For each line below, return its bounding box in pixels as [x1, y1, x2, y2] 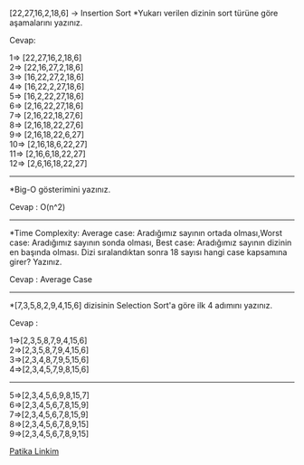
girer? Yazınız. [9, 257, 62, 267]
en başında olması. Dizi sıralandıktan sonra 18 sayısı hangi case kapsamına [9, 247, 288, 257]
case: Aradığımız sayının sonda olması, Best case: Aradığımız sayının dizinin [9, 237, 292, 248]
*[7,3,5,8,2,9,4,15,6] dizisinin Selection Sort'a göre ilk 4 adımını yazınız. [9, 300, 273, 310]
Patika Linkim [9, 446, 60, 456]
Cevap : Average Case [9, 274, 93, 284]
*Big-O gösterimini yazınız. [9, 185, 111, 195]
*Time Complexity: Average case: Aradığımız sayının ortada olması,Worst [9, 228, 283, 238]
